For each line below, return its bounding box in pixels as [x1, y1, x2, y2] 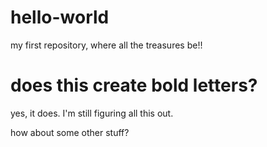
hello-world [10, 6, 110, 29]
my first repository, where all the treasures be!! [10, 39, 203, 51]
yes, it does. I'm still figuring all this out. [10, 107, 174, 119]
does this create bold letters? [10, 74, 258, 97]
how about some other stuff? [10, 126, 130, 138]
